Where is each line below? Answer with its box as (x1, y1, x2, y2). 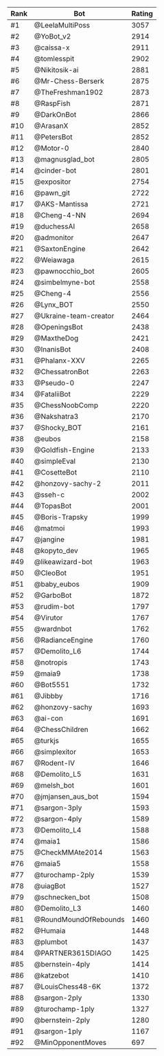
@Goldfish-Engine (34, 445, 95, 455)
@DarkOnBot (34, 110, 77, 119)
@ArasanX (34, 121, 69, 130)
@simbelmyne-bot (34, 278, 95, 287)
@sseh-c (34, 490, 65, 499)
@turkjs (34, 736, 60, 745)
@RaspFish (34, 99, 71, 108)
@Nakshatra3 (34, 412, 79, 421)
